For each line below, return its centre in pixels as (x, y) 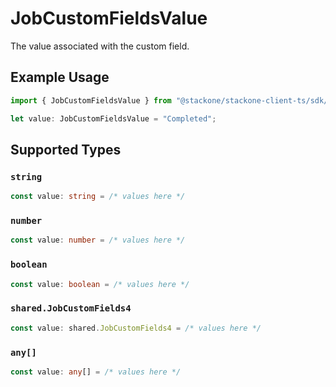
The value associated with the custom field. (100, 46)
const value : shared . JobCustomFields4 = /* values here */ (136, 328)
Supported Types (66, 149)
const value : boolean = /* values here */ (100, 284)
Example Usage (60, 77)
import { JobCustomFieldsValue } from (91, 100)
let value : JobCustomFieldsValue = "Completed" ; (113, 118)
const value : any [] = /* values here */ (96, 372)
